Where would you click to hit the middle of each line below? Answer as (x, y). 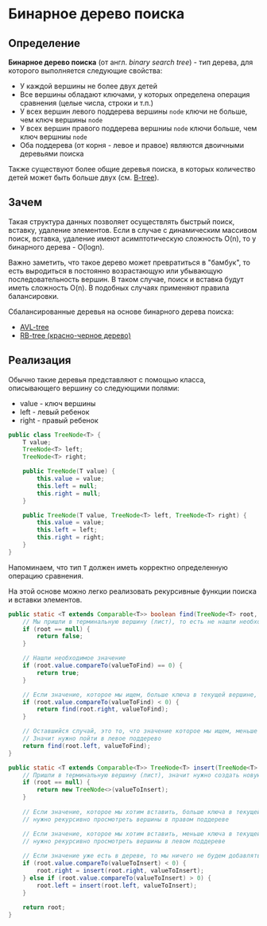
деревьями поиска (52, 153)
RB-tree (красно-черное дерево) (75, 335)
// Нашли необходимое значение (74, 658)
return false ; (60, 637)
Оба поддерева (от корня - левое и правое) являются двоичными (132, 145)
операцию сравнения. (46, 575)
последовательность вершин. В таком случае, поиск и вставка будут (126, 279)
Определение (44, 43)
